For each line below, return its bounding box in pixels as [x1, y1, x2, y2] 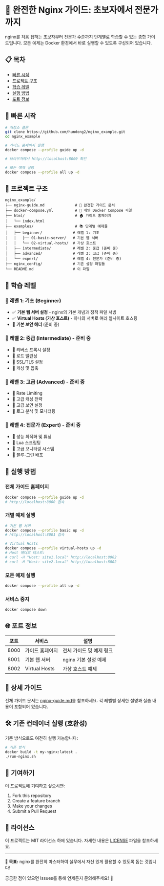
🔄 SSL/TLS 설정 [12, 359, 43, 365]
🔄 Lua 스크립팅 [12, 440, 41, 445]
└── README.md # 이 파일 [5, 267, 90, 272]
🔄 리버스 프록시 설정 [12, 347, 50, 353]
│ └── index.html [5, 219, 45, 224]
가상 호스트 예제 [62, 665, 97, 672]
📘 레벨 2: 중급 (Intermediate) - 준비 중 [5, 334, 91, 341]
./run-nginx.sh [5, 754, 36, 759]
